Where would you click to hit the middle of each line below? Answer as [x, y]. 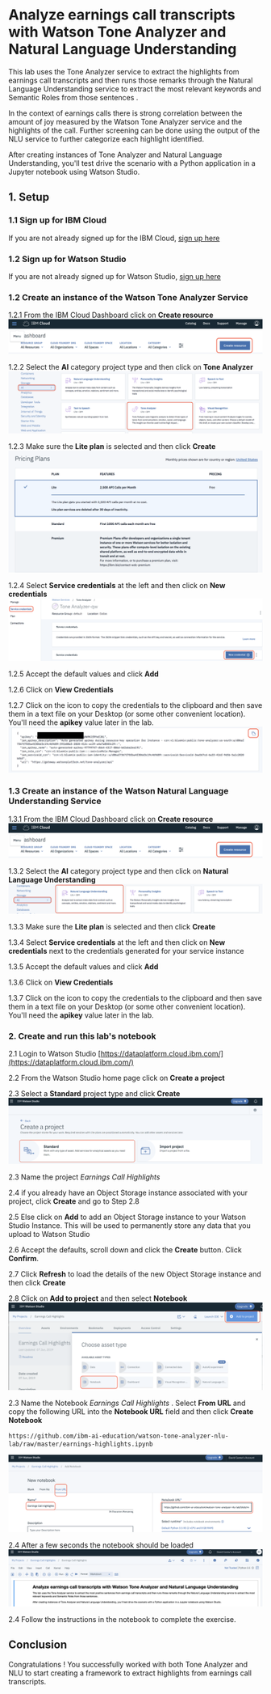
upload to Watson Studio [49, 1235]
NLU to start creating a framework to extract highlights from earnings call [130, 1673]
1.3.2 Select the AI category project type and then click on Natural [118, 870]
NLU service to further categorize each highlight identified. [106, 138]
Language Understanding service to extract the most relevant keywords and [135, 89]
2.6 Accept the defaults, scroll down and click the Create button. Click [125, 1250]
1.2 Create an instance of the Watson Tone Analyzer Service [128, 297]
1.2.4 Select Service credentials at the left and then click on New [117, 586]
